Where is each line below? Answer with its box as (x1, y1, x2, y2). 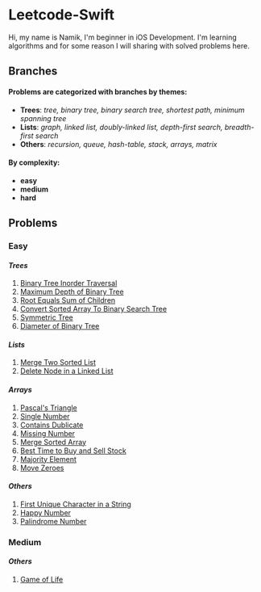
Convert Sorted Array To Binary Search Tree (19, 304, 168, 314)
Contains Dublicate (19, 420, 84, 430)
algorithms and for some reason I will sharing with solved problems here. (8, 40, 250, 50)
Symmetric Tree (19, 313, 74, 322)
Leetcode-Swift (8, 6, 115, 24)
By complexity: (8, 157, 60, 167)
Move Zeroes (19, 463, 64, 472)
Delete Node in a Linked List (19, 366, 114, 376)
